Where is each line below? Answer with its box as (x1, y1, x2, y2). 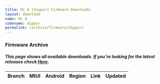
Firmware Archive (5, 42, 48, 48)
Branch (7, 73, 25, 80)
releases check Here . (5, 59, 49, 64)
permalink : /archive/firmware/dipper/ (5, 25, 84, 30)
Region (69, 73, 86, 80)
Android (45, 73, 65, 80)
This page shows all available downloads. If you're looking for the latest (5, 53, 155, 59)
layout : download (5, 12, 41, 17)
